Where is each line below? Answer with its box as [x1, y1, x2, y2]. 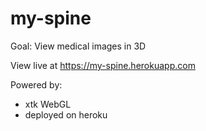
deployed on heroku [24, 108, 108, 121]
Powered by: [10, 78, 63, 91]
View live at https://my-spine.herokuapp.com [10, 59, 196, 71]
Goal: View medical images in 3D [10, 40, 147, 52]
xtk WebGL [24, 98, 72, 110]
